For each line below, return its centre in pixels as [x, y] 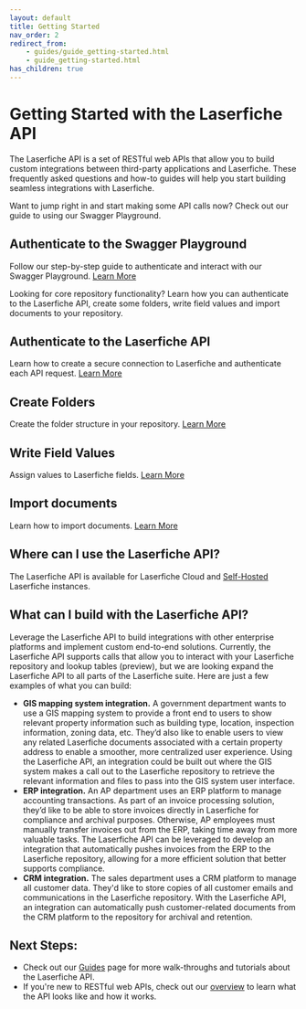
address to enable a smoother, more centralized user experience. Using [158, 751]
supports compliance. [63, 868]
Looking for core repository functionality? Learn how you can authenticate [149, 293]
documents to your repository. [66, 313]
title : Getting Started [55, 27]
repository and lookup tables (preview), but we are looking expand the [142, 666]
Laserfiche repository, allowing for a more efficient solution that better [154, 858]
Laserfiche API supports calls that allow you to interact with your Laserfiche [152, 656]
